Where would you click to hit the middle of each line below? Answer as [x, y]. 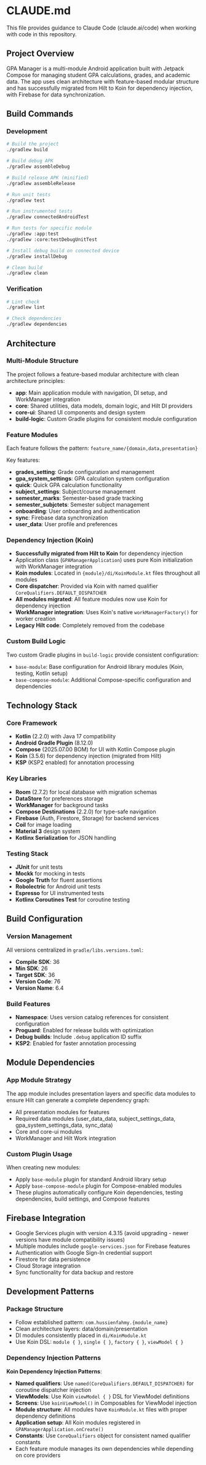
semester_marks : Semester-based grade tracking [79, 498]
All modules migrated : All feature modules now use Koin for [91, 599]
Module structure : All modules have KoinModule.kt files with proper [101, 1409]
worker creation [35, 619]
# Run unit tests [29, 194]
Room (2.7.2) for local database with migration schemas [86, 792]
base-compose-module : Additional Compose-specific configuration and [103, 679]
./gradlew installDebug [37, 256]
